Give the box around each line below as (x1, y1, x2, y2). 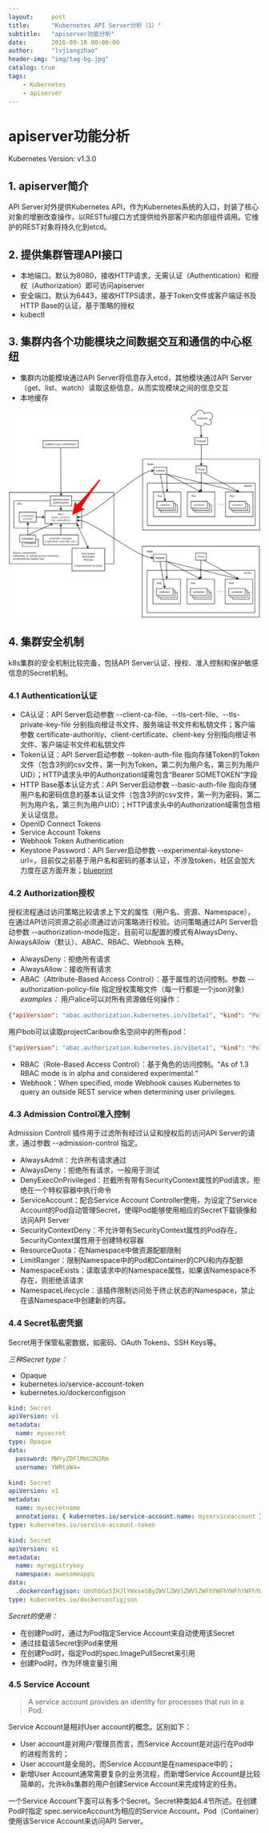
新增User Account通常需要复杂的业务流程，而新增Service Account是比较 (19, 1769, 261, 1779)
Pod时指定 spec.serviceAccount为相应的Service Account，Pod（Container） (8, 1807, 260, 1816)
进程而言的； (26, 1749, 70, 1759)
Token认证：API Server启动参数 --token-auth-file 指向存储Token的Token (19, 750, 260, 759)
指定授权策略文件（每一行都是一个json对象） (101, 985, 249, 994)
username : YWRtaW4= (15, 1463, 81, 1471)
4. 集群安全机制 (8, 635, 84, 649)
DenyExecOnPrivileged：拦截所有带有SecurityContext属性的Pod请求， (19, 1175, 254, 1185)
